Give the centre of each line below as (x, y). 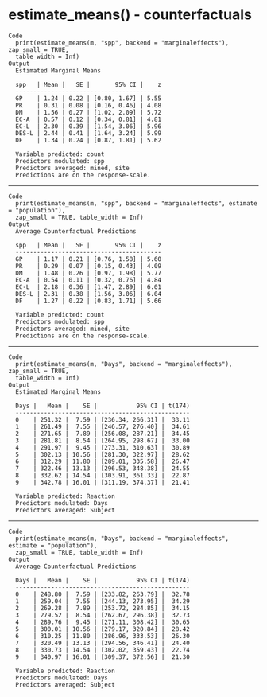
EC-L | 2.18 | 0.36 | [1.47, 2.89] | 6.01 (88, 287)
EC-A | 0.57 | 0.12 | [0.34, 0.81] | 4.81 (88, 119)
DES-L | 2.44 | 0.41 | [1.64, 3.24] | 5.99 (88, 133)
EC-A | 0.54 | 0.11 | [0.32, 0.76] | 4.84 (88, 280)
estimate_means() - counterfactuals (130, 15)
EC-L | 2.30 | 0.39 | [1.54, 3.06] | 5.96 (88, 126)
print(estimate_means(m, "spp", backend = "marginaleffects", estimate (137, 203)
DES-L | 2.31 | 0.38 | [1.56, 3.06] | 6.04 (88, 294)
